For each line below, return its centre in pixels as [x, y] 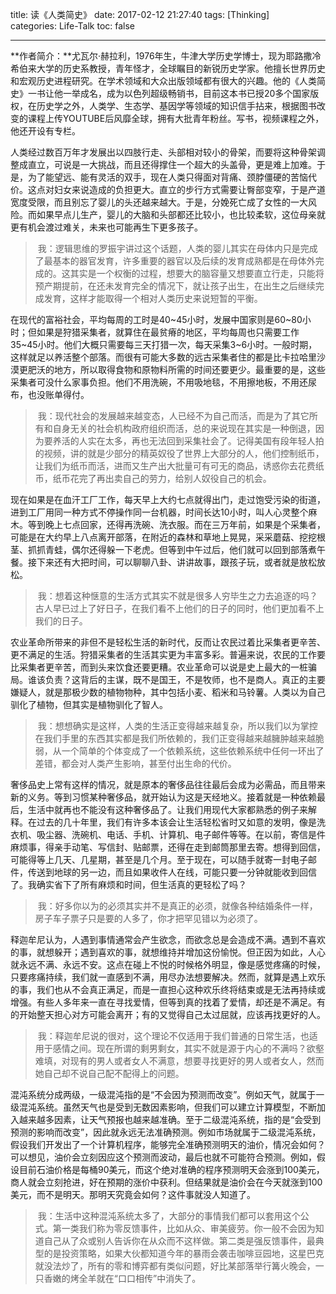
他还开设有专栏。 [45, 131]
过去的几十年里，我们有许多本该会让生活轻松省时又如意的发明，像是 [176, 822]
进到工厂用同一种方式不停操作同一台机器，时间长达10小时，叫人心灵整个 [159, 512]
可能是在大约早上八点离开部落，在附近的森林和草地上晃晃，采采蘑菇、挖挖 [163, 537]
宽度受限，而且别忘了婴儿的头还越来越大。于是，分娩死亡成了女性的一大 [159, 202]
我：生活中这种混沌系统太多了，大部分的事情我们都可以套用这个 [169, 1216]
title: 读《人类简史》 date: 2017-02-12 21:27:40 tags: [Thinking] [140, 14]
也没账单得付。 [58, 394]
